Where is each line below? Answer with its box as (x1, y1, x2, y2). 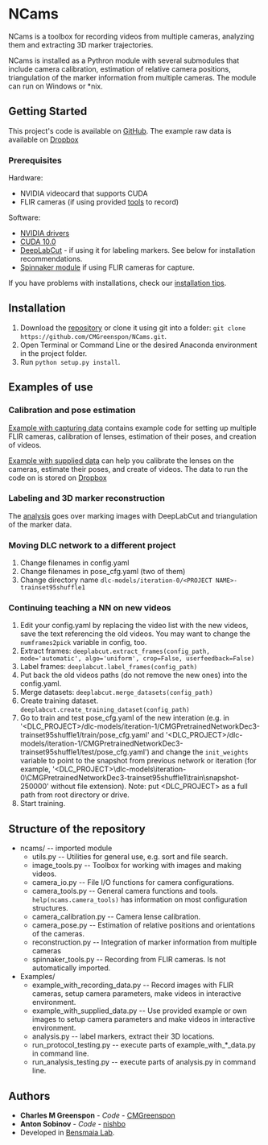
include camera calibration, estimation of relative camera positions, (8, 64, 231, 73)
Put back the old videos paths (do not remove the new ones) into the (19, 670, 248, 680)
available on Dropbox (8, 134, 79, 144)
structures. (31, 903, 68, 913)
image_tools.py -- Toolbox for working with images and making (31, 861, 241, 870)
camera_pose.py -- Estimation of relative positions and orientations (31, 920, 256, 930)
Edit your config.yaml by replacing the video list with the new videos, (19, 621, 249, 630)
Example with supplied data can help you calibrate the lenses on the (8, 456, 235, 465)
